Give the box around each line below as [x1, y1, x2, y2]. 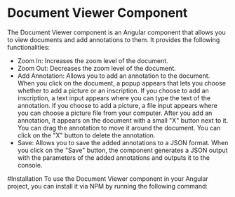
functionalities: [7, 43, 51, 51]
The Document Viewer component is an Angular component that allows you [7, 28, 226, 36]
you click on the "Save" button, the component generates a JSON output [17, 146, 228, 154]
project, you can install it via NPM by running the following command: [7, 182, 208, 190]
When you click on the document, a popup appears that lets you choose [17, 79, 227, 87]
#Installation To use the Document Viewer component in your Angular [7, 174, 208, 183]
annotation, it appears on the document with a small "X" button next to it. [17, 116, 229, 124]
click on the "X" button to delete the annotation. [17, 131, 156, 140]
